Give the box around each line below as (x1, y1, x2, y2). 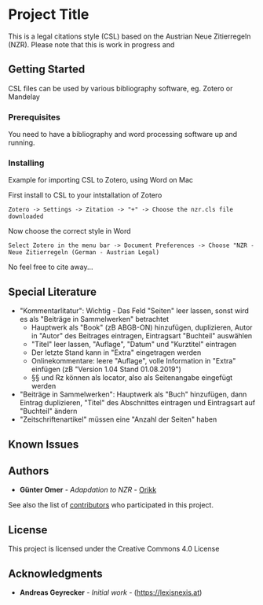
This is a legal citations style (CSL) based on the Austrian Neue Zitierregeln (8, 31, 251, 41)
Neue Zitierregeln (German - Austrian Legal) (8, 249, 159, 256)
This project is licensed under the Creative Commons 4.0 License (8, 544, 220, 554)
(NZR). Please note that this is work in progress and (8, 39, 175, 49)
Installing (8, 157, 45, 168)
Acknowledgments (8, 566, 104, 580)
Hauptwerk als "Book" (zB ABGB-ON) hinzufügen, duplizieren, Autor (31, 323, 253, 332)
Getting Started (8, 63, 86, 76)
